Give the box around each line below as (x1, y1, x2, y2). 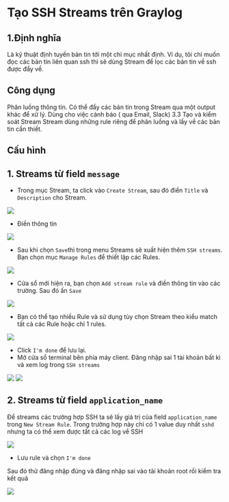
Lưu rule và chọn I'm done (16, 453, 91, 462)
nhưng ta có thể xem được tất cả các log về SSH (7, 427, 144, 435)
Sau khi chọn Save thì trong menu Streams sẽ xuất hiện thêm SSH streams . (16, 246, 223, 254)
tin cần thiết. (7, 125, 42, 133)
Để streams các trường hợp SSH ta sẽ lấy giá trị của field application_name (7, 413, 217, 421)
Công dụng (7, 84, 56, 97)
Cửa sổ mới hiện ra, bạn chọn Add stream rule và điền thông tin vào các (16, 279, 221, 287)
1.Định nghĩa (7, 32, 62, 44)
